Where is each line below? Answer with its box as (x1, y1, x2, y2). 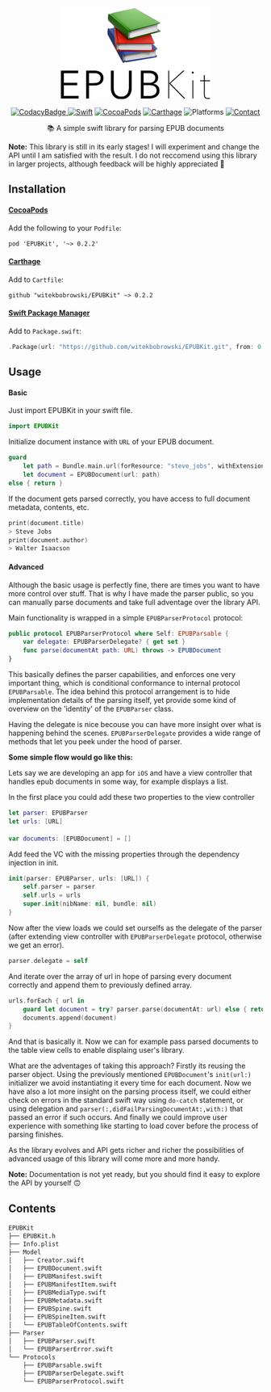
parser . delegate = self (8, 957, 89, 965)
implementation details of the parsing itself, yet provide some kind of (8, 696, 236, 705)
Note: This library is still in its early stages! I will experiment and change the (8, 142, 260, 151)
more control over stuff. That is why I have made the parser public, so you (8, 588, 254, 598)
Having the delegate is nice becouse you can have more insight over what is (8, 720, 262, 730)
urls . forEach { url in (8, 996, 85, 1005)
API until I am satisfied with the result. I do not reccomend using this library (8, 150, 258, 160)
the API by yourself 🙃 (8, 1178, 81, 1188)
